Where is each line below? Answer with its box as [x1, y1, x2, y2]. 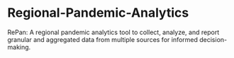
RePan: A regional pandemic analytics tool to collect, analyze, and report [7, 28, 220, 36]
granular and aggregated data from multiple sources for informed [7, 35, 199, 43]
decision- [199, 35, 228, 43]
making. [7, 43, 31, 51]
